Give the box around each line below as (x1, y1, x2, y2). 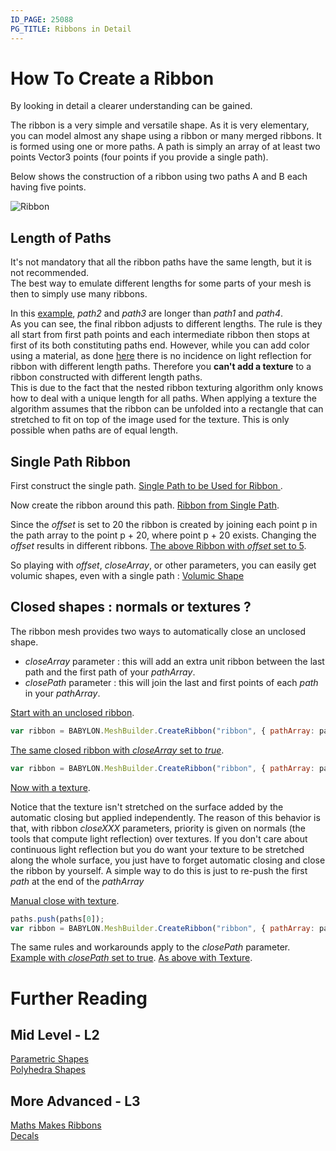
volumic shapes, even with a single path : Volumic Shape (10, 570, 245, 582)
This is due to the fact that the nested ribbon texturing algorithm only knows (10, 382, 324, 394)
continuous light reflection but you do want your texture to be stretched (10, 843, 305, 855)
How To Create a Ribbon (10, 67, 215, 90)
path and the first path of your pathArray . (24, 666, 196, 678)
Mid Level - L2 (10, 1026, 100, 1043)
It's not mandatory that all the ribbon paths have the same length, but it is (10, 256, 312, 268)
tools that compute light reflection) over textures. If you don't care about (10, 832, 308, 845)
